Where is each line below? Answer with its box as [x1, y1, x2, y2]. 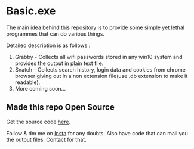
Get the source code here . [6, 118, 71, 125]
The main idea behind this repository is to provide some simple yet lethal [6, 24, 185, 31]
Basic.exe [6, 4, 56, 18]
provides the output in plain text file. [14, 60, 104, 67]
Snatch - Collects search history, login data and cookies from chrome [14, 66, 186, 73]
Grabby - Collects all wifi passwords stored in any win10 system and [14, 53, 183, 60]
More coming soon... [14, 85, 66, 92]
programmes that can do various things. [6, 30, 105, 37]
